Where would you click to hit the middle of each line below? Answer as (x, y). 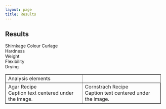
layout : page (19, 10)
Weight (12, 56)
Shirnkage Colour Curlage (32, 46)
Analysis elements (29, 79)
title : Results (21, 14)
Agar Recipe (22, 87)
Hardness (15, 51)
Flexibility (15, 61)
